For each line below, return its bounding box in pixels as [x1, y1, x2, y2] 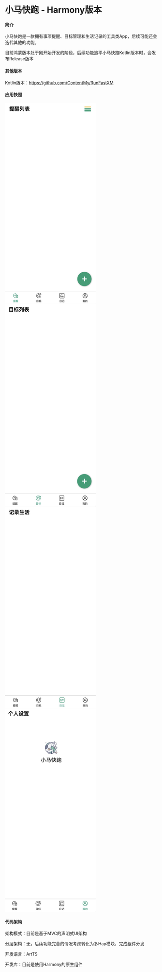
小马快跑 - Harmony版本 [5, 4, 102, 16]
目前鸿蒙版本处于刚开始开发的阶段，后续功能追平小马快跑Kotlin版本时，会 [5, 50, 152, 56]
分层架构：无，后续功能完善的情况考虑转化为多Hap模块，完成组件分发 [5, 941, 145, 947]
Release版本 [9, 56, 34, 62]
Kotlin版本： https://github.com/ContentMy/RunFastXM [5, 80, 114, 86]
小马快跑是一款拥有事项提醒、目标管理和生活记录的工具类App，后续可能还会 [5, 34, 157, 39]
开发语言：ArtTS [5, 951, 38, 957]
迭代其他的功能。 [5, 39, 39, 45]
